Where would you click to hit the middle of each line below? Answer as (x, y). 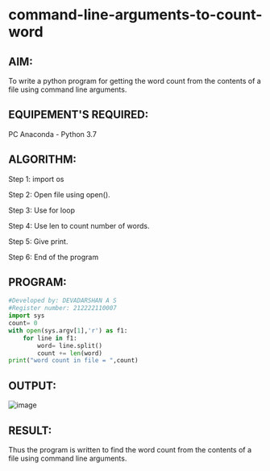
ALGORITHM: (42, 160)
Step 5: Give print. (38, 241)
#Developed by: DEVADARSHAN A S (62, 301)
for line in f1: (50, 338)
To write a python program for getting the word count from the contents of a (135, 81)
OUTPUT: (32, 385)
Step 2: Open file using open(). (59, 194)
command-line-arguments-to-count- (135, 15)
